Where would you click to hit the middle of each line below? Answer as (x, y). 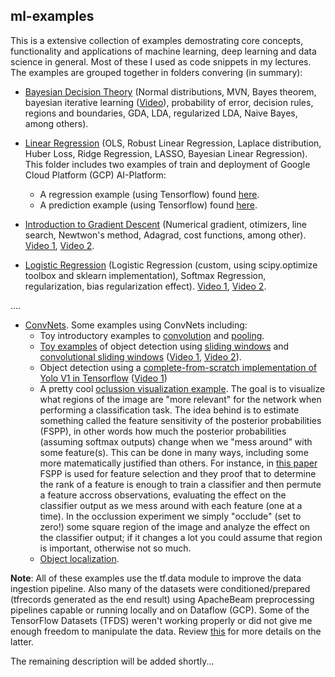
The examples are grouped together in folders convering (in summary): (156, 72)
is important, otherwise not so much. (115, 548)
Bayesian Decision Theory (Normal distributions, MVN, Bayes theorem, (170, 91)
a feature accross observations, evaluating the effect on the (163, 495)
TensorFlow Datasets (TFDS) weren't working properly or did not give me (161, 620)
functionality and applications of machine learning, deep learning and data (163, 51)
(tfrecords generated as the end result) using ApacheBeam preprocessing (162, 599)
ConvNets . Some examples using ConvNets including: (136, 325)
